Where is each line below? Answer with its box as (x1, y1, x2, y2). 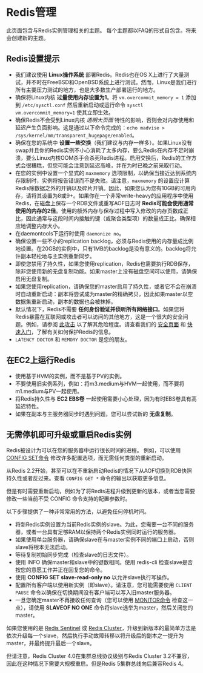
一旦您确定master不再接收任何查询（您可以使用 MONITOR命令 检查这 (15, 597, 188, 604)
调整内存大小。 (25, 222, 64, 229)
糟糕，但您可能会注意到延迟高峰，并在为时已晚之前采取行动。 (31, 162, 185, 169)
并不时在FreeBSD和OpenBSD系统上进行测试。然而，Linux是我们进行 (25, 78, 197, 85)
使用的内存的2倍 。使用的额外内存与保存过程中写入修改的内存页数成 (15, 207, 184, 214)
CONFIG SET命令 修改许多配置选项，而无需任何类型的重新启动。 (6, 455, 168, 462)
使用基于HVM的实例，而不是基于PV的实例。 (15, 372, 125, 379)
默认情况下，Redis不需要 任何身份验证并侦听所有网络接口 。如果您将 (15, 305, 185, 312)
